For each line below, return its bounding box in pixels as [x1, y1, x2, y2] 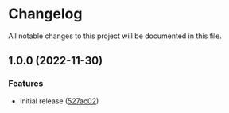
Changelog [8, 5, 83, 23]
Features [8, 78, 44, 89]
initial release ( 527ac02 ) [19, 96, 99, 106]
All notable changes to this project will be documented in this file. [8, 31, 223, 41]
